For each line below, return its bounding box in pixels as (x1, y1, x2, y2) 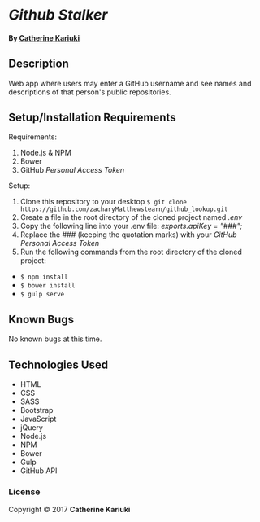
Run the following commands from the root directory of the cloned (19, 247, 242, 257)
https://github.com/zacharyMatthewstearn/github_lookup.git (19, 205, 228, 213)
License (8, 486, 41, 498)
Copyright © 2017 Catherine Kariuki (8, 505, 131, 515)
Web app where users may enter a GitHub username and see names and (8, 78, 252, 88)
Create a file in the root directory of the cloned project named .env (19, 213, 243, 222)
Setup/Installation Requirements (8, 110, 176, 124)
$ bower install (19, 282, 76, 290)
